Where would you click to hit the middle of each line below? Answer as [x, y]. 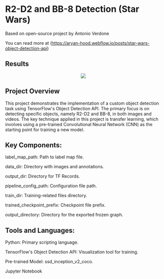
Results [17, 64]
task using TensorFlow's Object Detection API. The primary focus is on [77, 108]
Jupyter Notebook [24, 271]
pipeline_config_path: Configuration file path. [51, 186]
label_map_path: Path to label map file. [45, 157]
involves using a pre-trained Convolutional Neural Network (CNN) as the [79, 124]
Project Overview [32, 91]
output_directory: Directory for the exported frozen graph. [64, 215]
